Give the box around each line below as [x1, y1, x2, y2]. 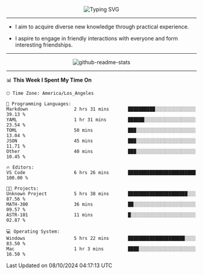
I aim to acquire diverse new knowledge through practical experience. [14, 23, 189, 30]
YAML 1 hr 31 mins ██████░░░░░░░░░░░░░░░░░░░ [6, 117, 196, 123]
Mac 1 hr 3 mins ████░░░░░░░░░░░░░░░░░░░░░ [6, 246, 196, 252]
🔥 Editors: [6, 164, 34, 170]
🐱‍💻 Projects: [6, 186, 39, 192]
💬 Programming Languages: [6, 101, 71, 107]
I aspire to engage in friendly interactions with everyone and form [14, 35, 178, 42]
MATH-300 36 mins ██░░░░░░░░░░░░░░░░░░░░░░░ [6, 201, 196, 207]
